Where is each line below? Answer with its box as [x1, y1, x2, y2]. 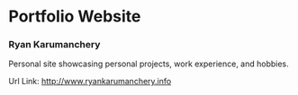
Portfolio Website [8, 6, 141, 27]
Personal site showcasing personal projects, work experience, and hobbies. [8, 58, 289, 69]
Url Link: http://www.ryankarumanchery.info [8, 76, 172, 87]
